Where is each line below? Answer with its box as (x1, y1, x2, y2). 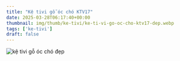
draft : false (6, 31, 39, 37)
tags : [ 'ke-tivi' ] (6, 25, 53, 32)
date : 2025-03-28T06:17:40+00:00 (6, 14, 91, 21)
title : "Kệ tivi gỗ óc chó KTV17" (6, 8, 94, 15)
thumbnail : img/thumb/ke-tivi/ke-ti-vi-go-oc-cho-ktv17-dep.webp (6, 20, 174, 26)
